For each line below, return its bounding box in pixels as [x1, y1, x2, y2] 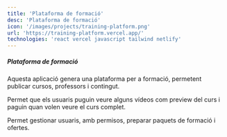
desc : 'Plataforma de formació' [7, 17, 101, 24]
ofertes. [7, 124, 30, 132]
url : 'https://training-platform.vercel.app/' [7, 29, 144, 37]
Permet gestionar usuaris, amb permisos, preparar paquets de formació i [7, 116, 216, 125]
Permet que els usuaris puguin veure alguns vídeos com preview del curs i [7, 95, 221, 104]
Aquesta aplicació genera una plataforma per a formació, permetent [7, 75, 202, 83]
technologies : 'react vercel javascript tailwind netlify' [7, 36, 182, 43]
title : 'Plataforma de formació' [7, 10, 104, 17]
